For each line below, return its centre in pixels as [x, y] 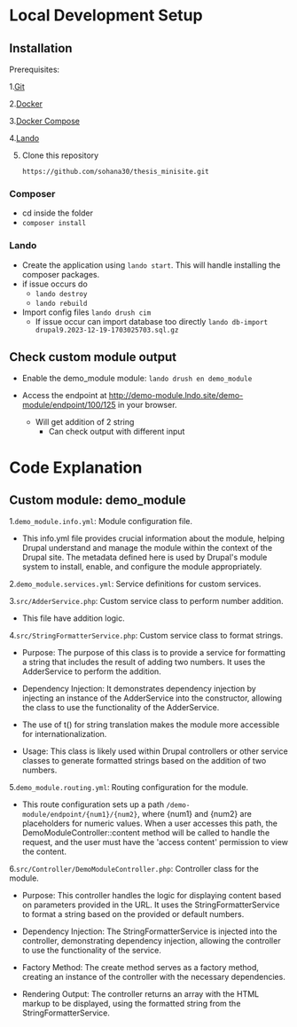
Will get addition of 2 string [85, 422]
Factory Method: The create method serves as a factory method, [141, 968]
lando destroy [61, 294]
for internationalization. [64, 734]
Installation [41, 48]
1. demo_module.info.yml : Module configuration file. [101, 521]
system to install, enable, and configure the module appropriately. [142, 567]
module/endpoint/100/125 [69, 405]
